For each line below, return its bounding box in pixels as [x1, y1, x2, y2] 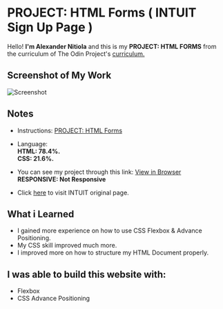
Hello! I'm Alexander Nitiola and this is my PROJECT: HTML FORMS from [7, 42, 217, 50]
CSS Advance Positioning [17, 295, 90, 303]
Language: [17, 139, 48, 148]
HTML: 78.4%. [17, 147, 61, 155]
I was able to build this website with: [7, 268, 166, 280]
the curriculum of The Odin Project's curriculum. [7, 50, 145, 58]
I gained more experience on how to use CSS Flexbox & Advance [17, 226, 202, 235]
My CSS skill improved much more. [17, 241, 117, 250]
